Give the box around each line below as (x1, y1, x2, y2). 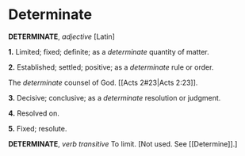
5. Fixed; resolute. (8, 124, 67, 133)
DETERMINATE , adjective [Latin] (8, 32, 115, 41)
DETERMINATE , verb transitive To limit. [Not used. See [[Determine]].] (8, 139, 238, 148)
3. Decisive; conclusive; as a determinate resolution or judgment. (8, 93, 221, 102)
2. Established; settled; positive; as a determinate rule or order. (8, 62, 214, 72)
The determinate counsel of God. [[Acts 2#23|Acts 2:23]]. (8, 78, 198, 87)
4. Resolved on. (8, 108, 59, 118)
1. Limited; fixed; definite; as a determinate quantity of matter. (8, 47, 209, 56)
